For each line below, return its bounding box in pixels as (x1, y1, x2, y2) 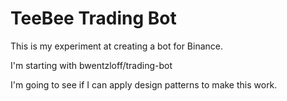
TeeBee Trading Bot (10, 7, 177, 30)
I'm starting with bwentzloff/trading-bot (10, 59, 173, 71)
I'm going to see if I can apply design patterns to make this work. (10, 78, 278, 91)
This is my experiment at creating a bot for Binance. (10, 40, 223, 52)
